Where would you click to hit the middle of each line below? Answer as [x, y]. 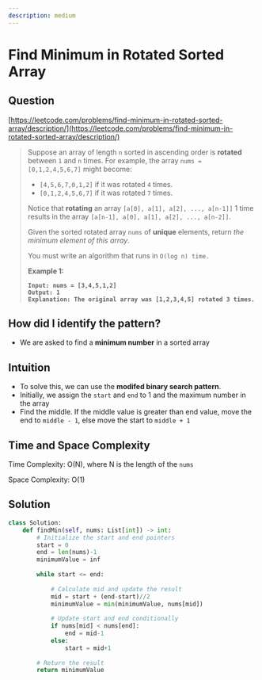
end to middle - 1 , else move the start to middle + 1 [105, 420]
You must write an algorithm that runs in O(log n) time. [118, 255]
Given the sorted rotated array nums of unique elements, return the [136, 231]
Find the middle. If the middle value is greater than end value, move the [135, 412]
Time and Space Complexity [79, 445]
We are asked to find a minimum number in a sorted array [114, 342]
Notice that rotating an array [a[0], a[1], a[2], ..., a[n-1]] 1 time [140, 208]
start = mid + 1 [88, 648]
